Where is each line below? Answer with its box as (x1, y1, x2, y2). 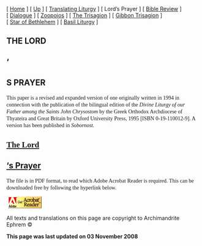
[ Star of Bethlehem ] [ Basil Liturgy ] (6, 18, 99, 25)
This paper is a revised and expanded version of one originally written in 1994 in (6, 94, 179, 101)
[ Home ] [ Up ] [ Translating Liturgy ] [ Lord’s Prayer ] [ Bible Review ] (6, 6, 182, 12)
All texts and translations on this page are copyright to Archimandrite (6, 214, 180, 222)
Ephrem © (6, 220, 32, 228)
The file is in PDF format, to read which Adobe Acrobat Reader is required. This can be (6, 177, 194, 184)
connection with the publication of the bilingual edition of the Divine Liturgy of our (6, 101, 185, 108)
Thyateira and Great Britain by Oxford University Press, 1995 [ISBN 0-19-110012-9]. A (6, 115, 196, 122)
